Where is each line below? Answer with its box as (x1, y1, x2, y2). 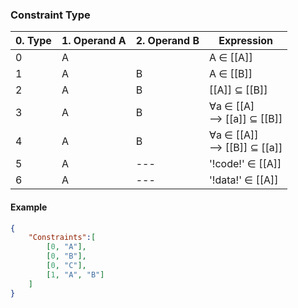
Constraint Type (10, 8, 91, 22)
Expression (218, 34, 274, 48)
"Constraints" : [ (28, 233, 97, 243)
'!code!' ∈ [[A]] (209, 157, 282, 171)
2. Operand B (135, 34, 200, 48)
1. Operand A (61, 34, 127, 48)
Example (10, 201, 48, 213)
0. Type (15, 34, 52, 48)
